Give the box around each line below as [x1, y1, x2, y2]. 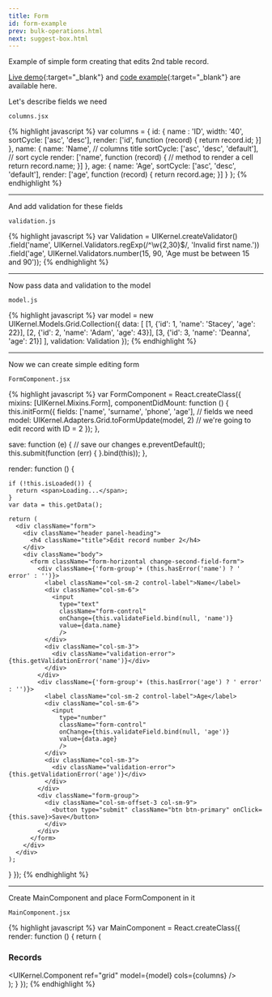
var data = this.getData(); [8, 501, 104, 509]
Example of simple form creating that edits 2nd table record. [8, 57, 209, 66]
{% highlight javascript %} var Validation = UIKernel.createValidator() [8, 232, 238, 242]
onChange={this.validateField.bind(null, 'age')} [59, 728, 230, 736]
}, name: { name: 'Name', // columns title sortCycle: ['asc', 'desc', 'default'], [8, 143, 259, 154]
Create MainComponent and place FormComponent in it [8, 893, 196, 903]
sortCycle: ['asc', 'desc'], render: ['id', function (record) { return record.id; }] [8, 135, 261, 145]
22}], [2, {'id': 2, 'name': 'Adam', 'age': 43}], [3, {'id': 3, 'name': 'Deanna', [8, 327, 251, 337]
